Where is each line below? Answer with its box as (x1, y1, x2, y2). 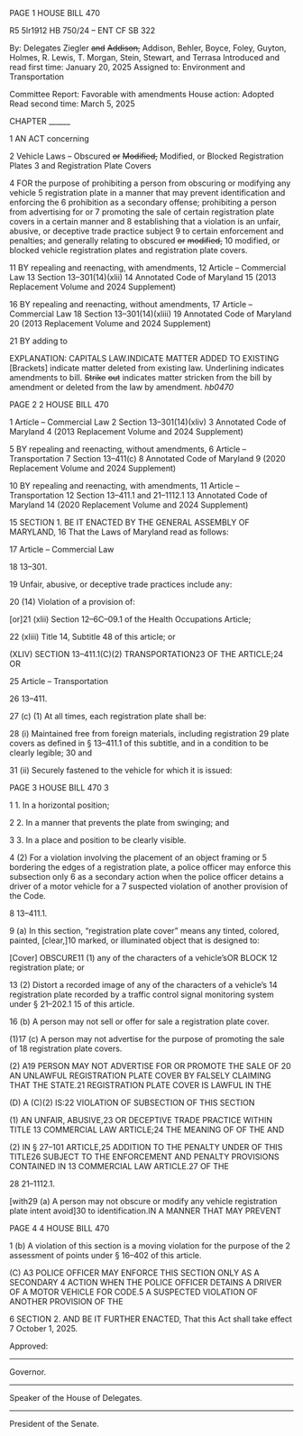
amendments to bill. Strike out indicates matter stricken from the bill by (9, 372, 272, 382)
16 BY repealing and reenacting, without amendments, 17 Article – (9, 299, 253, 309)
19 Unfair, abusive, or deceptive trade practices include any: (9, 579, 233, 590)
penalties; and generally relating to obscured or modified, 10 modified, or (9, 235, 280, 246)
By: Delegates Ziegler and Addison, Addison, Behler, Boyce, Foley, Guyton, (9, 42, 287, 53)
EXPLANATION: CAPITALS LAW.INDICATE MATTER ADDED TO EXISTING (9, 353, 280, 363)
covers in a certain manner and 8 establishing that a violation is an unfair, (9, 216, 281, 226)
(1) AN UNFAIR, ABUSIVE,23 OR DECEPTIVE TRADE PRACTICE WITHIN (9, 1115, 273, 1125)
